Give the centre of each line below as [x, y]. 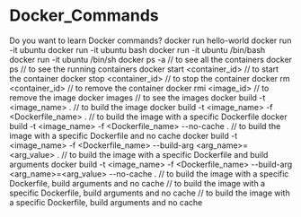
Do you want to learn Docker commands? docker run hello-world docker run [150, 40]
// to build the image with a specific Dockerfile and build [165, 154]
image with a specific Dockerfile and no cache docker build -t [124, 135]
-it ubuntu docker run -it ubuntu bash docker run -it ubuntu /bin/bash [137, 49]
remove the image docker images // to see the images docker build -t [137, 97]
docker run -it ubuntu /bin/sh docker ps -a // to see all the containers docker [151, 59]
